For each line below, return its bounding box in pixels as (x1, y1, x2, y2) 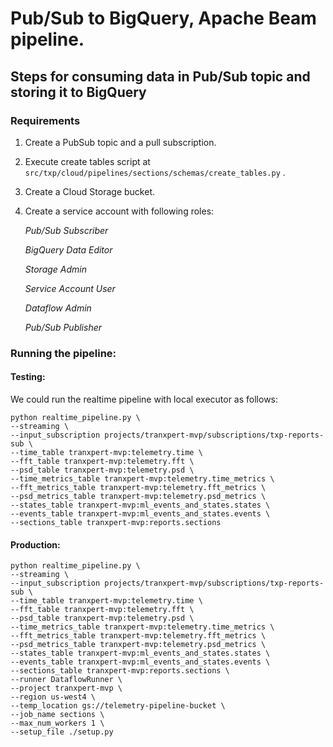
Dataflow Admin (24, 302, 92, 314)
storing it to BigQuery (10, 83, 147, 101)
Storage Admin (24, 263, 88, 275)
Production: (10, 538, 61, 551)
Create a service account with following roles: (24, 205, 215, 217)
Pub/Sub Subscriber (24, 224, 109, 236)
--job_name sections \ (10, 710, 105, 720)
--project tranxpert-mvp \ (10, 683, 123, 694)
